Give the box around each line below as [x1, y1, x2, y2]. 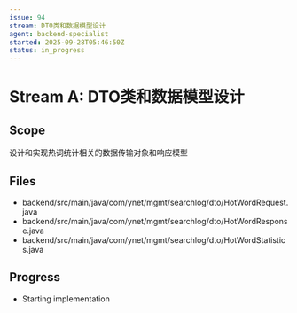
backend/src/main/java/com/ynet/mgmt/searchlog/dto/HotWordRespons [21, 215, 288, 226]
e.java [21, 225, 44, 236]
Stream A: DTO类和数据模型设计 [9, 87, 246, 107]
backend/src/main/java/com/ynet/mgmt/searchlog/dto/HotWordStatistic [21, 234, 286, 245]
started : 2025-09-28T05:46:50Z [9, 37, 125, 47]
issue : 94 [9, 12, 46, 22]
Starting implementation [21, 293, 111, 304]
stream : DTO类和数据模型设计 [9, 21, 106, 30]
